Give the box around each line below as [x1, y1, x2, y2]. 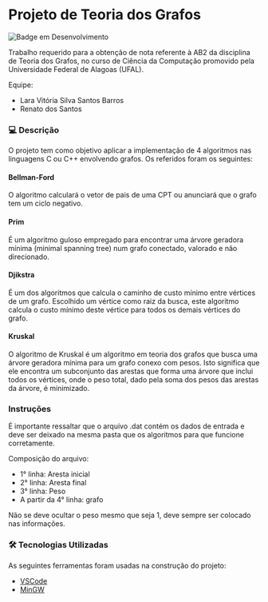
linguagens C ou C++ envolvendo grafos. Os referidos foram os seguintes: [8, 154, 254, 164]
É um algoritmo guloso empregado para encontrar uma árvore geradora [8, 234, 244, 245]
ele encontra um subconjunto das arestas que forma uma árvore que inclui [8, 366, 254, 377]
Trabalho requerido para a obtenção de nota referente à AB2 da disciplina [8, 47, 251, 57]
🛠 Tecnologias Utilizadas [8, 540, 109, 551]
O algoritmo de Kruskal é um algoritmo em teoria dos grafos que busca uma [8, 349, 258, 359]
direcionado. [8, 252, 50, 261]
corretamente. [8, 438, 55, 449]
